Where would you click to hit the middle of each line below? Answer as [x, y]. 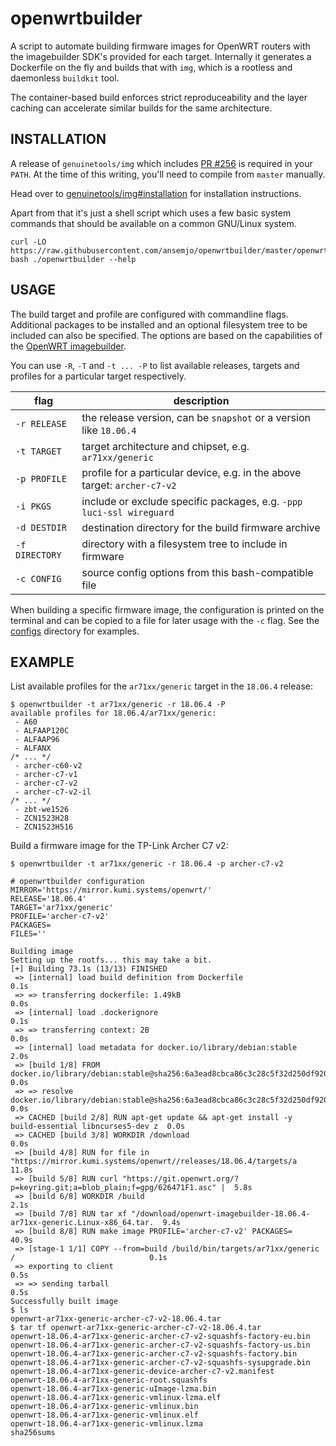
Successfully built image [64, 1302]
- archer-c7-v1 [46, 775]
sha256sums [33, 1433]
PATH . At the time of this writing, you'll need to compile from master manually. [168, 174]
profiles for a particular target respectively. [98, 376]
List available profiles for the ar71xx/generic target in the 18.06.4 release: [161, 686]
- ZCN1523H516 [44, 827]
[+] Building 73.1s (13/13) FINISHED [89, 969]
